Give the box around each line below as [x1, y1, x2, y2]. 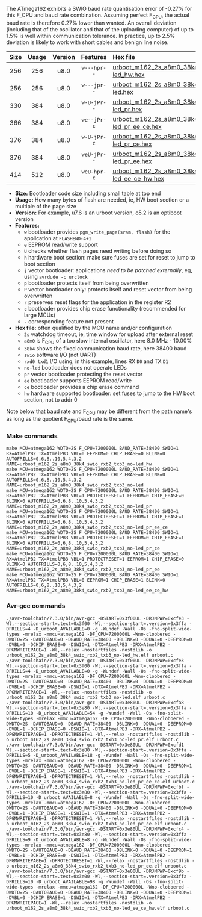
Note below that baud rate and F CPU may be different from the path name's [6, 408, 192, 416]
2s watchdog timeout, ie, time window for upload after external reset [23, 331, 194, 338]
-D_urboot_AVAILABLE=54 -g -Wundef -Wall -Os [35, 710, 152, 716]
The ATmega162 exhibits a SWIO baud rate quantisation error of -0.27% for [6, 5, 192, 12]
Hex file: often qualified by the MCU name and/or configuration [14, 324, 173, 331]
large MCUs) [23, 311, 56, 319]
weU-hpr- [81, 168, 106, 175]
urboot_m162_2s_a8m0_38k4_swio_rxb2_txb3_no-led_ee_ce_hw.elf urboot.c [6, 905, 189, 911]
